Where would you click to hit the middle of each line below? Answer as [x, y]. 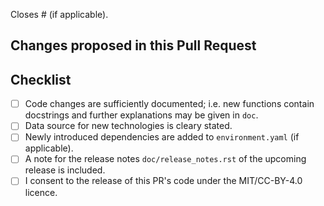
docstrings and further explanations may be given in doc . [141, 115]
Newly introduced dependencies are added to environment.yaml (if [162, 137]
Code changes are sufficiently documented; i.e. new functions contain [169, 104]
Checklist [41, 79]
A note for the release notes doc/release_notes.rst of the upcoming [165, 159]
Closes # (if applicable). [59, 14]
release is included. [65, 170]
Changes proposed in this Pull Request [133, 45]
